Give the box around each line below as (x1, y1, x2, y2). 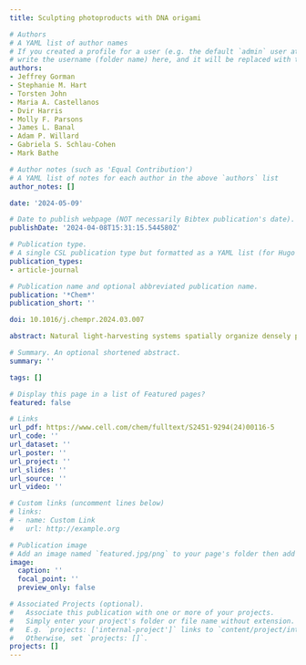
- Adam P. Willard (9, 131, 79, 141)
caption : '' (17, 566, 64, 576)
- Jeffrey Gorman (9, 72, 76, 82)
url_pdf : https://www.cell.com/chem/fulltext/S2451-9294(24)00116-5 (9, 423, 275, 432)
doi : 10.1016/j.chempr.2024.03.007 (9, 316, 145, 325)
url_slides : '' (9, 465, 67, 474)
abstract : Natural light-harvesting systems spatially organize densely (9, 332, 291, 341)
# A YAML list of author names (9, 38, 128, 47)
